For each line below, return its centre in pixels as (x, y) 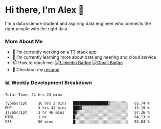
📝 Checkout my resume (36, 70)
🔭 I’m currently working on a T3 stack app (54, 52)
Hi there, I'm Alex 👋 (45, 10)
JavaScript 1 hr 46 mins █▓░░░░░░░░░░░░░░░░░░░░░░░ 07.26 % (78, 113)
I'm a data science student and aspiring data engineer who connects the (78, 23)
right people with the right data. (37, 28)
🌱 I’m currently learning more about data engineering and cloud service (84, 57)
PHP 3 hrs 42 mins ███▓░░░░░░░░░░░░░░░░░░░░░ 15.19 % (78, 108)
